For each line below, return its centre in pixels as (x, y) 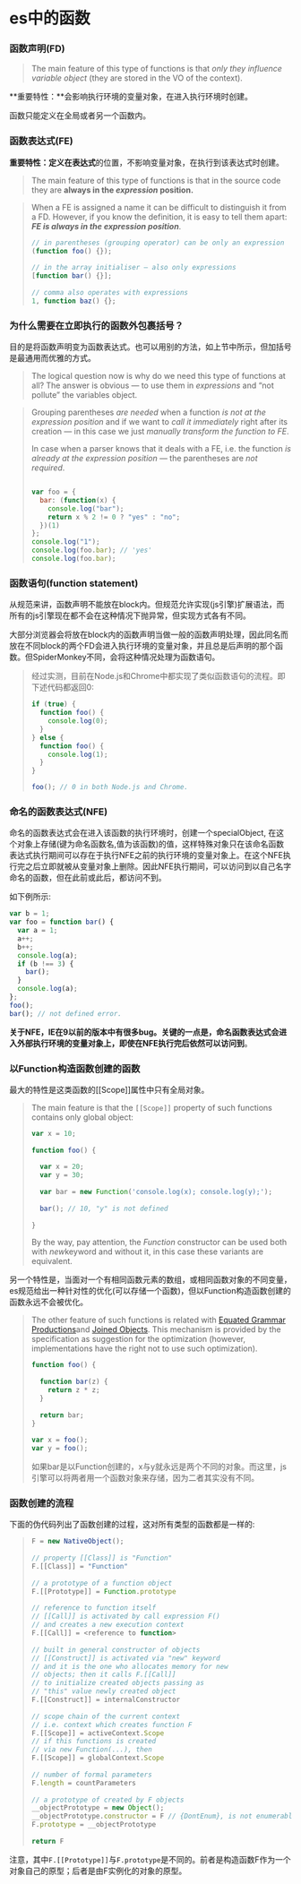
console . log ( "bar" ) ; (86, 508)
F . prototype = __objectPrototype (94, 1825)
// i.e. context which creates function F (112, 1725)
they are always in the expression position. (112, 190)
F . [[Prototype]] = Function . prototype (103, 1591)
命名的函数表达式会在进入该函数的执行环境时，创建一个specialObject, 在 (143, 833)
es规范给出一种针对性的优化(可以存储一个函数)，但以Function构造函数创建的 (150, 1291)
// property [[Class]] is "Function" (102, 1558)
